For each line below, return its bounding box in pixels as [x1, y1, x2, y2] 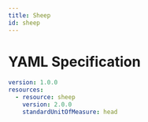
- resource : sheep [15, 94, 76, 102]
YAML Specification [8, 53, 141, 71]
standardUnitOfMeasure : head [22, 108, 118, 116]
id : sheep [8, 19, 41, 27]
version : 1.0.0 [8, 79, 58, 87]
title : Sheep [8, 11, 51, 20]
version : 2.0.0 [22, 101, 72, 109]
